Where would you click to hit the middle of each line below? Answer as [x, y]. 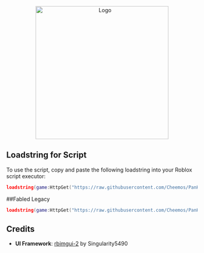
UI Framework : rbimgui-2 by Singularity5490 [71, 244]
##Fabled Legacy [28, 199]
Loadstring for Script [46, 155]
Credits [21, 229]
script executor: [26, 176]
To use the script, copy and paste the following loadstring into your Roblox [99, 170]
